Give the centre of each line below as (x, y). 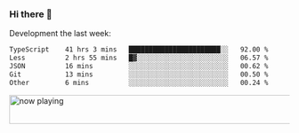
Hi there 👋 (31, 14)
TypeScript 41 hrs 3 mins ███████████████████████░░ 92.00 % (139, 50)
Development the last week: (60, 34)
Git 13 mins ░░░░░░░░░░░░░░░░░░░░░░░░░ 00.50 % (139, 74)
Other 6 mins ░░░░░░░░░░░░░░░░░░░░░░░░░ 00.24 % (139, 82)
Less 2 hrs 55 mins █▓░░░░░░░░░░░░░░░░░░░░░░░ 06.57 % (139, 58)
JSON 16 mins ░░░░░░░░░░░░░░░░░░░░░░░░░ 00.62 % (139, 66)
